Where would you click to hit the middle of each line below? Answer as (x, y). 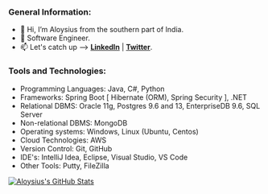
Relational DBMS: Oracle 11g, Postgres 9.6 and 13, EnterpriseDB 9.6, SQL (140, 105)
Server (31, 114)
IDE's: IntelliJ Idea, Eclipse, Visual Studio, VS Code (104, 157)
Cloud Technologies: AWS (63, 140)
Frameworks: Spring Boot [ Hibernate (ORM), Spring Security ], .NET (134, 97)
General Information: (50, 12)
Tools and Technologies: (58, 71)
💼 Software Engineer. (55, 38)
